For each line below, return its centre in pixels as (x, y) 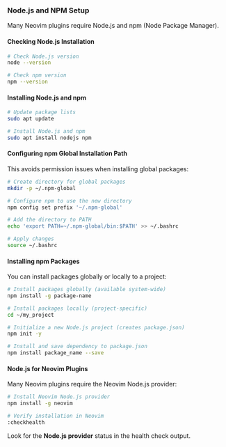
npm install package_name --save (56, 353)
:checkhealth (26, 422)
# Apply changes (31, 239)
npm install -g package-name (49, 296)
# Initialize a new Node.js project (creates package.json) (96, 327)
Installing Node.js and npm (47, 97)
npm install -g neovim (40, 403)
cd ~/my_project (31, 315)
